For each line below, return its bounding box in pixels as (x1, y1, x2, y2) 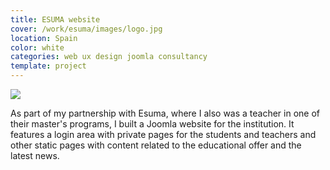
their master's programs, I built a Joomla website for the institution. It (10, 118, 295, 130)
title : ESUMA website (10, 14, 101, 25)
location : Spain (10, 33, 78, 43)
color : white (10, 42, 65, 53)
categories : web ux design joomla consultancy (10, 52, 208, 62)
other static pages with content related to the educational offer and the (10, 139, 302, 151)
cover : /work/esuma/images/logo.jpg (10, 24, 163, 34)
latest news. (10, 150, 60, 161)
